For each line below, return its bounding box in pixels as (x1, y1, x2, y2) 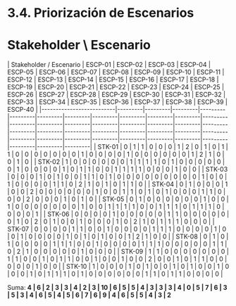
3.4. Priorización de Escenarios (7, 5, 194, 21)
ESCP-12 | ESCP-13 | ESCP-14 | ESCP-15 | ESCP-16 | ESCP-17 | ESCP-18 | (7, 75, 220, 84)
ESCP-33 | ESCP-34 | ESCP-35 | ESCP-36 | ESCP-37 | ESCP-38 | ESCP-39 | (7, 98, 228, 106)
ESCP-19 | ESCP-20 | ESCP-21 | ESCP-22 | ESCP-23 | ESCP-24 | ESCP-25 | (7, 83, 224, 91)
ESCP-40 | (7, 106, 38, 114)
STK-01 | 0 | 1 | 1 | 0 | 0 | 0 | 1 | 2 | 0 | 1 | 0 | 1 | (97, 143, 228, 151)
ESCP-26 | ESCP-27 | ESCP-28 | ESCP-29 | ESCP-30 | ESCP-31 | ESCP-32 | (7, 90, 226, 99)
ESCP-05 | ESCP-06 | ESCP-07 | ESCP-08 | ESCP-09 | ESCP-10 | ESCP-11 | (7, 68, 225, 77)
